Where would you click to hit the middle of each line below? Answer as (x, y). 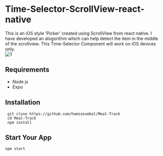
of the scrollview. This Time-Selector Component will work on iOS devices (81, 43)
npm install (20, 122)
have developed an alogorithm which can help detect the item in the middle (82, 39)
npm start (15, 149)
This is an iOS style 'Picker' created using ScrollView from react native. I (79, 33)
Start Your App (28, 137)
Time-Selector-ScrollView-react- (75, 9)
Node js (20, 81)
